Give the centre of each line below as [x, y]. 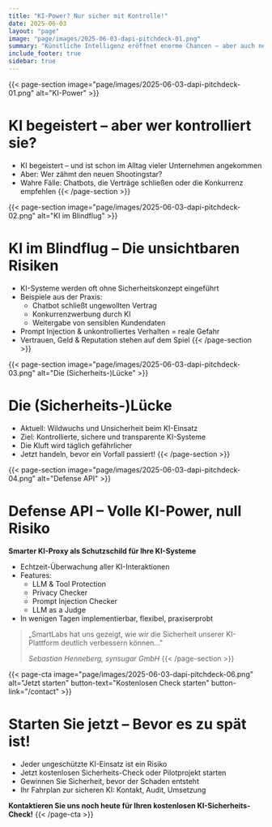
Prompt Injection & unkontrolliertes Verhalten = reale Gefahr [120, 331]
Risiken [34, 265]
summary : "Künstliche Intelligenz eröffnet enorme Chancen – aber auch [132, 46]
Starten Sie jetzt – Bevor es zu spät [127, 724]
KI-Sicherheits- [224, 805]
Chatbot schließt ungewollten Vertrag [95, 305]
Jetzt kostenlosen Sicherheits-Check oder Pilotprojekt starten [123, 773]
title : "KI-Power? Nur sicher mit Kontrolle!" [88, 16]
